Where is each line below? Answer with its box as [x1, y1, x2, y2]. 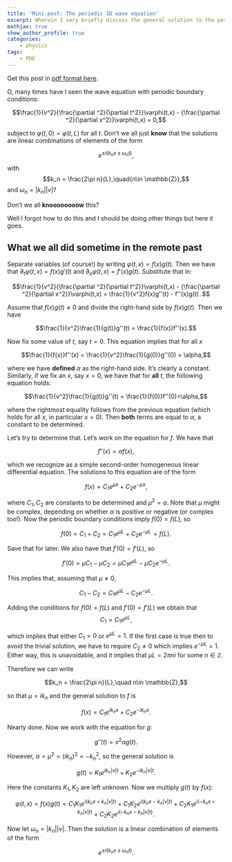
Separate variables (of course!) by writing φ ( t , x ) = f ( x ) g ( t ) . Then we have [7, 260, 216, 268]
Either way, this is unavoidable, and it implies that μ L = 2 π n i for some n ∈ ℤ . [7, 651, 223, 659]
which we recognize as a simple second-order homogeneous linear [7, 460, 199, 469]
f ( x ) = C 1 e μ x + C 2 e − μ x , [84, 481, 148, 492]
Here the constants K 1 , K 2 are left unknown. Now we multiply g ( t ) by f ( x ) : [7, 783, 213, 794]
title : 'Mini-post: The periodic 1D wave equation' [7, 10, 159, 17]
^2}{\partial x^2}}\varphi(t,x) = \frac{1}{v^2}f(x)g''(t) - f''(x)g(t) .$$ [21, 290, 211, 298]
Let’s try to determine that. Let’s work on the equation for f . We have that [7, 433, 214, 442]
